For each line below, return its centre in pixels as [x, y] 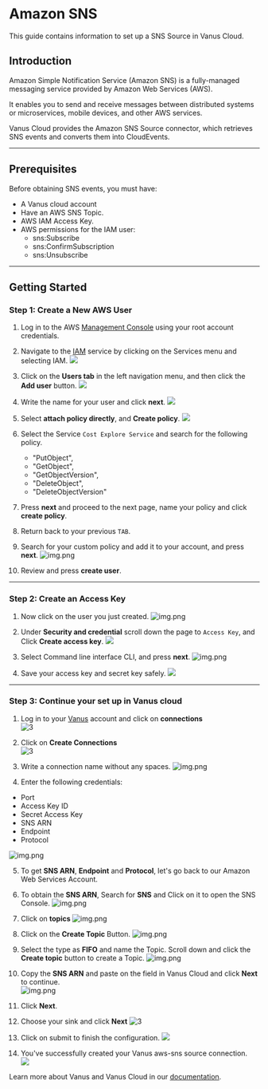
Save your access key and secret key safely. [93, 673]
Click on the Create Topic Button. [75, 933]
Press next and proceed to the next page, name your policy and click [134, 507]
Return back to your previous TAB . [76, 531]
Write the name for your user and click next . [93, 402]
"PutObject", [53, 458]
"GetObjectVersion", [65, 475]
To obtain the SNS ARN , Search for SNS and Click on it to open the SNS [138, 894]
